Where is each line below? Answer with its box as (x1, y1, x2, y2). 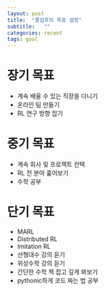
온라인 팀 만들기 (16, 101, 60, 109)
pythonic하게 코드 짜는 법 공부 (16, 276, 99, 284)
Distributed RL (16, 234, 58, 243)
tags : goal (7, 36, 38, 43)
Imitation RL (16, 242, 51, 250)
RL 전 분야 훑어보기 (16, 169, 69, 177)
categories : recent (7, 29, 63, 37)
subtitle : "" (7, 23, 51, 30)
